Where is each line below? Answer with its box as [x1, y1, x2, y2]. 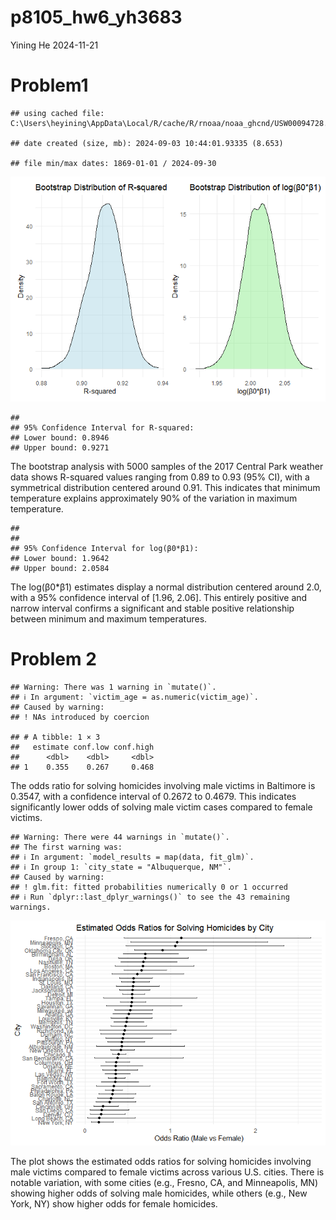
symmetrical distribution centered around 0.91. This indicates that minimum [10, 481, 321, 493]
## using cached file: [10, 108, 105, 118]
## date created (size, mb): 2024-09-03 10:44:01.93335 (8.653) [10, 138, 284, 148]
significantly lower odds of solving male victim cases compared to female [10, 801, 313, 813]
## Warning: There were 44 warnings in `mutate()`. [10, 832, 230, 842]
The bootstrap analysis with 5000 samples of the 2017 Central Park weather [10, 460, 324, 472]
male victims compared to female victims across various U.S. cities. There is [10, 1166, 325, 1178]
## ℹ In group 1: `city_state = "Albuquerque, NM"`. [10, 862, 232, 872]
